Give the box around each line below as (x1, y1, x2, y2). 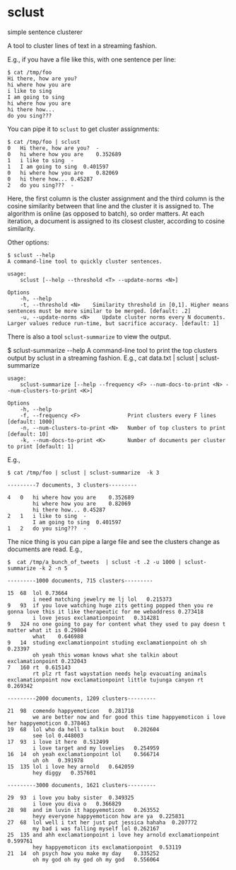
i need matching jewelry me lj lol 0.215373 (33, 596, 172, 603)
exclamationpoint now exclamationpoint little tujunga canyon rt (7, 676, 203, 684)
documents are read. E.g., (7, 545, 83, 553)
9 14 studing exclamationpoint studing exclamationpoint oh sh (7, 639, 207, 646)
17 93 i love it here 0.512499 (7, 738, 110, 745)
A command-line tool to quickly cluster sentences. (7, 258, 163, 265)
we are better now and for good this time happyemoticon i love (33, 713, 226, 721)
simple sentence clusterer (7, 28, 83, 36)
